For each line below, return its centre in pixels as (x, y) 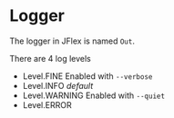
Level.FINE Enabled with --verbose (87, 76)
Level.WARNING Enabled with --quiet (94, 95)
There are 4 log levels (50, 58)
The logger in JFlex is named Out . (72, 41)
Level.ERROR (47, 104)
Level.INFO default (58, 85)
